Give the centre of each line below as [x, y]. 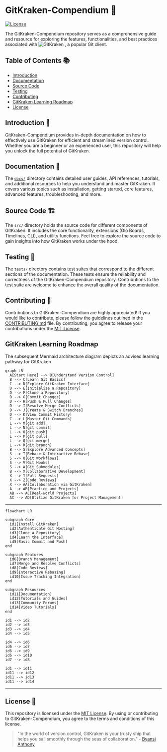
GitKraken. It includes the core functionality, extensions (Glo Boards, [75, 231]
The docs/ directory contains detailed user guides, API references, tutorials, [83, 178]
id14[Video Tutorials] [33, 607]
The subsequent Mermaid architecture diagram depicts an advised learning [83, 356]
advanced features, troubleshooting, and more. [53, 194]
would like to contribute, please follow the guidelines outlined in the [74, 318]
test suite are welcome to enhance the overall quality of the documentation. [83, 285]
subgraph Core [20, 520]
